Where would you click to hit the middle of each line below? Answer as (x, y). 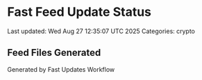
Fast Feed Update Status (79, 12)
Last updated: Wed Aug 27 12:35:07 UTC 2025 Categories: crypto (101, 31)
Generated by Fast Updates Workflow (61, 69)
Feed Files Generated (54, 53)
